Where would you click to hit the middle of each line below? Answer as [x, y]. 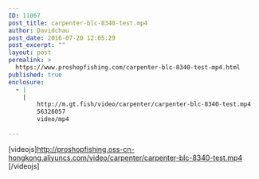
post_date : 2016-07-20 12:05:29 [62, 38]
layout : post [30, 53]
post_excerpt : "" [37, 45]
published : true [35, 75]
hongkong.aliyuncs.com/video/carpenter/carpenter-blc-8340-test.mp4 [126, 158]
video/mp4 [53, 119]
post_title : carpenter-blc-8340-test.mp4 [78, 23]
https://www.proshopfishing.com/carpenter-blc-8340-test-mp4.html [128, 68]
